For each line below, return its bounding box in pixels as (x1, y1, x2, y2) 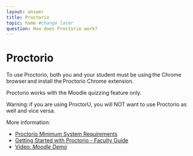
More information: (6, 119, 51, 126)
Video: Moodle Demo (14, 143, 68, 151)
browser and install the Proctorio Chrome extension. (6, 77, 134, 85)
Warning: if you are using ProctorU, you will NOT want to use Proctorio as (6, 101, 187, 108)
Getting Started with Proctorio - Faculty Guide (14, 137, 129, 144)
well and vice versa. (6, 107, 56, 115)
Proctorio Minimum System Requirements (14, 130, 118, 138)
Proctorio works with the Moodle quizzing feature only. (6, 89, 142, 97)
